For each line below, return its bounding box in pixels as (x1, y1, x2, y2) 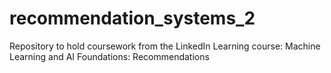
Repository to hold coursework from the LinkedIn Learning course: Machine (9, 40, 321, 52)
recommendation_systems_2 (9, 7, 256, 30)
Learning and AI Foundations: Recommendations (9, 50, 210, 62)
